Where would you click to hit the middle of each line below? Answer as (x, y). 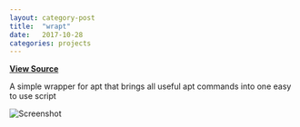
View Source (34, 69)
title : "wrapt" (40, 26)
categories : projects (50, 43)
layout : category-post (52, 18)
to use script (33, 96)
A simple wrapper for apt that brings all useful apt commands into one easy (150, 86)
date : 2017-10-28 (46, 34)
